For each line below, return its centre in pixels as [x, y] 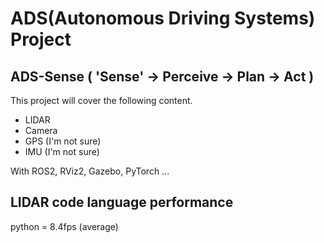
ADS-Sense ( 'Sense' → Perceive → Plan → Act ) [162, 76]
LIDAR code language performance [122, 202]
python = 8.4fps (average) [64, 226]
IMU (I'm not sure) [62, 151]
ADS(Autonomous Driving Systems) [163, 18]
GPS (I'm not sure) [63, 141]
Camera [41, 130]
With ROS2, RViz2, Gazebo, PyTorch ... [90, 171]
